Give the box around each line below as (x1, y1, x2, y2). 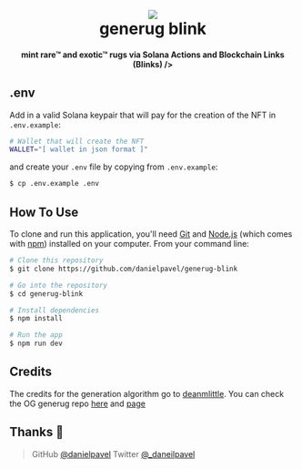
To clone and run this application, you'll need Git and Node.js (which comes (9, 229, 293, 240)
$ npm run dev (9, 339, 64, 349)
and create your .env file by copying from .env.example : (9, 161, 218, 172)
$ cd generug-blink (9, 289, 84, 299)
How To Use (9, 204, 79, 219)
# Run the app (9, 331, 64, 340)
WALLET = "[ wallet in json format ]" (9, 145, 148, 154)
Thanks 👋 (9, 424, 65, 440)
